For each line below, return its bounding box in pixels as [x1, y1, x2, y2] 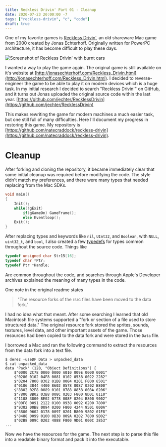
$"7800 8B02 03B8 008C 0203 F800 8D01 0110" [14, 392, 108, 397]
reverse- [134, 75, 153, 81]
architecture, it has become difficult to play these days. [5, 45, 117, 51]
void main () [5, 192, 30, 197]
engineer [5, 81, 24, 87]
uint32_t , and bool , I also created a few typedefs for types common [5, 238, 144, 244]
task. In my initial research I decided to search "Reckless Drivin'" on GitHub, [5, 86, 160, 92]
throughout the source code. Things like [5, 244, 87, 250]
